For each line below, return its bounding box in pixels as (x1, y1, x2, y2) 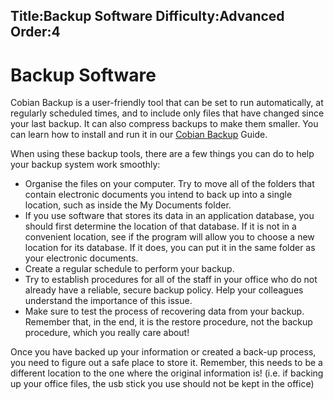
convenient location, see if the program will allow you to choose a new (24, 231, 315, 243)
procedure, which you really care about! (24, 327, 190, 339)
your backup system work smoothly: (10, 159, 161, 171)
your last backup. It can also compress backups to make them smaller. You (10, 118, 319, 130)
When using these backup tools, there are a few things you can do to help (10, 148, 315, 160)
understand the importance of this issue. (24, 295, 193, 307)
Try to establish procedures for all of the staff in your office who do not (24, 274, 318, 286)
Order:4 (10, 24, 61, 41)
